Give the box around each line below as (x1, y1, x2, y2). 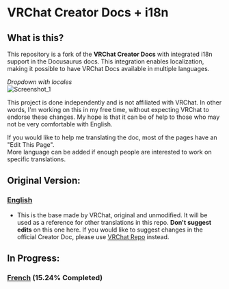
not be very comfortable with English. (7, 120, 113, 128)
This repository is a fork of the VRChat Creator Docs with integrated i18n (7, 50, 213, 58)
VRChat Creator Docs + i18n (7, 5, 169, 20)
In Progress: (7, 253, 60, 264)
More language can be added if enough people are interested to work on (7, 148, 212, 156)
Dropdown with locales (7, 78, 72, 86)
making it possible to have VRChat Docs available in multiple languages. (7, 65, 210, 72)
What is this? (7, 32, 64, 44)
